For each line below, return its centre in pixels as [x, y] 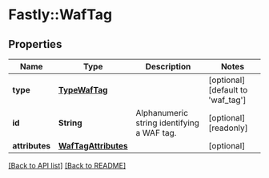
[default [223, 90]
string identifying [168, 123]
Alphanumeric [162, 113]
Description [168, 67]
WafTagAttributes [93, 146]
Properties [35, 44]
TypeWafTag [83, 90]
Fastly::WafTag [60, 15]
